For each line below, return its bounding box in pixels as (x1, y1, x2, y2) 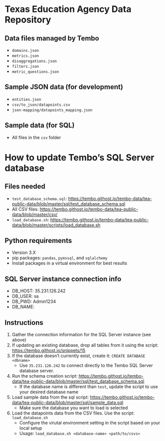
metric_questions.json (11, 69, 59, 74)
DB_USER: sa (11, 293, 39, 299)
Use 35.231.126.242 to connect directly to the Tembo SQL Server (19, 363, 153, 369)
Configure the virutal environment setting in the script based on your (19, 420, 161, 426)
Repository (4, 14, 51, 25)
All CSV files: (11, 206, 39, 212)
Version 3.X (11, 249, 36, 255)
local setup (19, 425, 42, 431)
